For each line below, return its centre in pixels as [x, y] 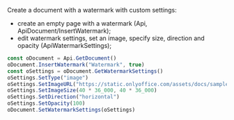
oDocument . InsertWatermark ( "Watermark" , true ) [76, 65]
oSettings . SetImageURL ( [42, 84]
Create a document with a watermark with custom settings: [92, 10]
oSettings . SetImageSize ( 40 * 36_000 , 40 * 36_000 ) [82, 91]
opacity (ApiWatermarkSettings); [64, 45]
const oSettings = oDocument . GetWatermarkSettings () [85, 71]
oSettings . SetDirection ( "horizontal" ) [63, 97]
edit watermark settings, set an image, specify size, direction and [111, 38]
